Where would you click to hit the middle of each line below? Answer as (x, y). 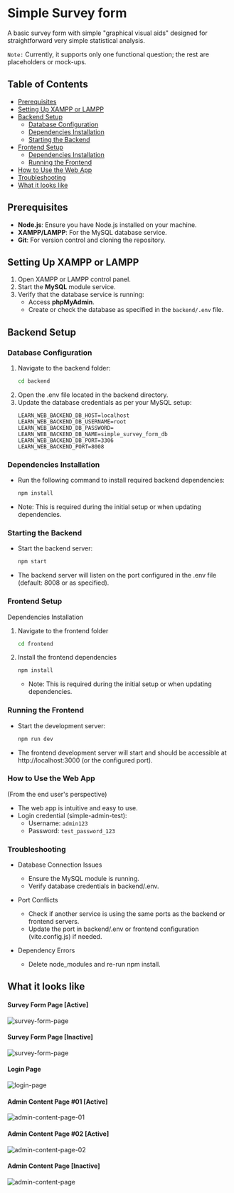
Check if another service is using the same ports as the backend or (127, 914)
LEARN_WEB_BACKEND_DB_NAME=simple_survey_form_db (93, 434)
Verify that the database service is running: (81, 295)
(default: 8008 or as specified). (63, 583)
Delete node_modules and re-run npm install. (95, 965)
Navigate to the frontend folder (63, 630)
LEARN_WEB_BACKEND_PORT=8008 (61, 447)
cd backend (34, 381)
